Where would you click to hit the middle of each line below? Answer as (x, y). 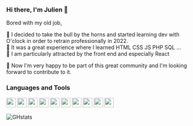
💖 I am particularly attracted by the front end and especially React (88, 54)
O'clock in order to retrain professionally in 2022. (67, 41)
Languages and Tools (38, 88)
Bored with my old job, (34, 23)
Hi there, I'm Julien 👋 (37, 10)
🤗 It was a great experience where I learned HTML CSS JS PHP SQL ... (94, 47)
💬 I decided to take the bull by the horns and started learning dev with (93, 35)
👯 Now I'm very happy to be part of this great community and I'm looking (97, 65)
